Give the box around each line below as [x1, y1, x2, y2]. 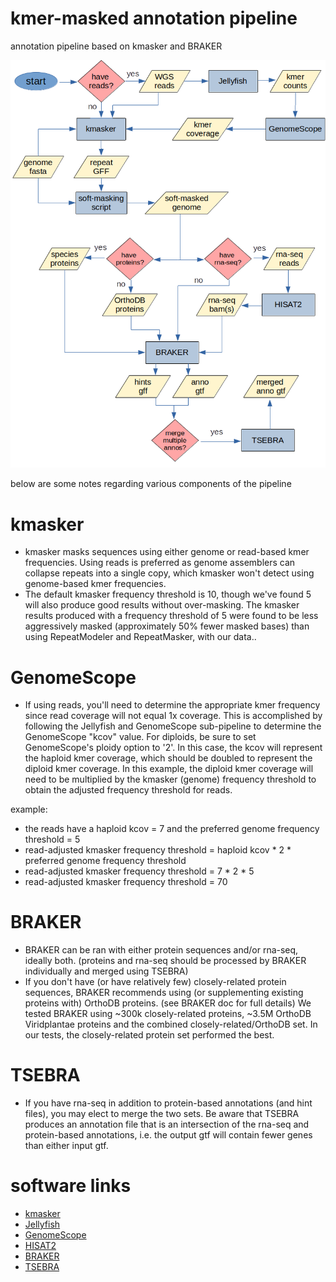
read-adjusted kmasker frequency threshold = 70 [24, 876, 228, 888]
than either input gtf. [24, 1140, 109, 1152]
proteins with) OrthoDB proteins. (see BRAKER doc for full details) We [24, 997, 312, 1009]
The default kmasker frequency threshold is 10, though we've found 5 [24, 588, 312, 601]
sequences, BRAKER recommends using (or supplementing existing [24, 987, 304, 999]
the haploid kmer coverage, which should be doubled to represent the [24, 752, 313, 764]
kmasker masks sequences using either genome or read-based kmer [24, 546, 310, 558]
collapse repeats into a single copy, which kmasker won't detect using [24, 567, 315, 579]
